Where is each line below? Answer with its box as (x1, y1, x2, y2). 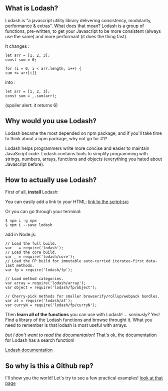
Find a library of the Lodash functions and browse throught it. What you (5, 317, 152, 323)
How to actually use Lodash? (5, 176, 97, 184)
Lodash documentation (5, 347, 53, 353)
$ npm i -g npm (5, 218, 37, 223)
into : (5, 79, 16, 85)
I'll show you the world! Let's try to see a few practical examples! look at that (5, 375, 163, 381)
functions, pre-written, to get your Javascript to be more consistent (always (5, 28, 161, 34)
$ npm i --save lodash (5, 223, 52, 228)
